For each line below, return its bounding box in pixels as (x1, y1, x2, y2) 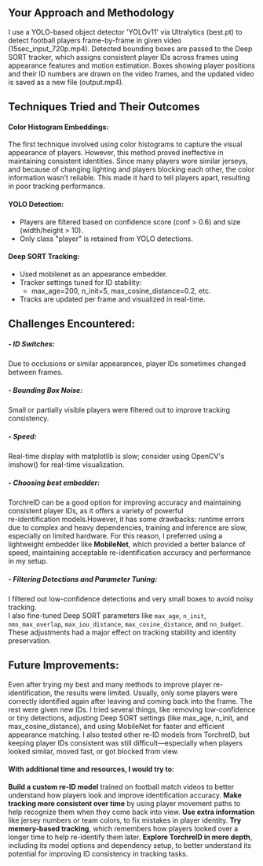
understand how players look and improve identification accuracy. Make (8, 790, 242, 800)
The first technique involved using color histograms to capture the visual (8, 139, 243, 149)
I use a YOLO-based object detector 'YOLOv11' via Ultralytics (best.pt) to (8, 27, 243, 36)
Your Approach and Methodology (8, 6, 175, 20)
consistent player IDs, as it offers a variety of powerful (8, 506, 184, 516)
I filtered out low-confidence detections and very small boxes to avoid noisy (8, 594, 254, 604)
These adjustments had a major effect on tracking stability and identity (8, 627, 237, 637)
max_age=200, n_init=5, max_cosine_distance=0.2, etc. (31, 286, 211, 295)
